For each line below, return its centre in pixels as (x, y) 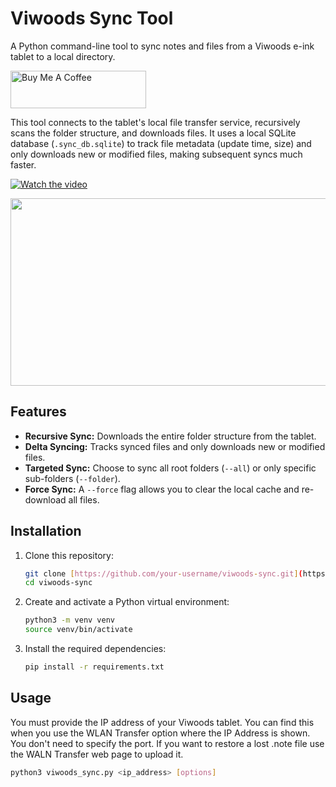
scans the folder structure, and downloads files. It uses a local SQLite (153, 133)
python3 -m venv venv (70, 620)
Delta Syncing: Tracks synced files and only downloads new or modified (175, 446)
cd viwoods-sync (58, 583)
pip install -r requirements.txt (94, 667)
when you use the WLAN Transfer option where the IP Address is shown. (160, 733)
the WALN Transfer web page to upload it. (97, 754)
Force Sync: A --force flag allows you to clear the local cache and (162, 489)
